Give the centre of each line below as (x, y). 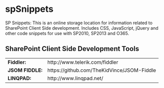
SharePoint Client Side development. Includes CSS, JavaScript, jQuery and (82, 28)
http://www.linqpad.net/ (75, 78)
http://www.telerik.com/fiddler (83, 62)
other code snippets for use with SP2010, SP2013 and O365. (67, 33)
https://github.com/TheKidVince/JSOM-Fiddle (101, 70)
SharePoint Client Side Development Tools (72, 49)
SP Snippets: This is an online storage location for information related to (79, 23)
